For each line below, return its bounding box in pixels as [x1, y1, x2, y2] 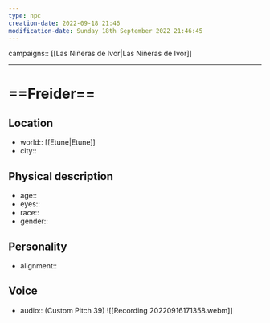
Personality [8, 239, 67, 253]
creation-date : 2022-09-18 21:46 [8, 19, 121, 27]
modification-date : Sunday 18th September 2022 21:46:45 [8, 27, 203, 35]
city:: [19, 146, 37, 156]
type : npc [8, 11, 42, 20]
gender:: [19, 216, 48, 226]
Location [8, 116, 54, 129]
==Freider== [8, 84, 96, 103]
